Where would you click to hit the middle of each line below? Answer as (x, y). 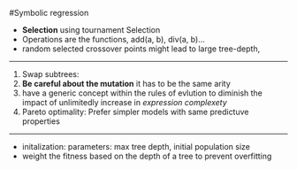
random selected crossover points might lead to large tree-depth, (141, 49)
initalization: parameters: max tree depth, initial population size (136, 147)
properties (41, 121)
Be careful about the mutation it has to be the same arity (126, 84)
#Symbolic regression (49, 13)
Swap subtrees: (50, 74)
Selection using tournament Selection (91, 30)
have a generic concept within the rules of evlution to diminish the (142, 93)
